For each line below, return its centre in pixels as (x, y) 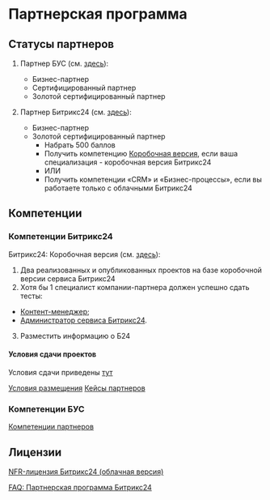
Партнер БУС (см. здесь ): (64, 63)
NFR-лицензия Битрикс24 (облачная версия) (86, 472)
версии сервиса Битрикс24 (67, 278)
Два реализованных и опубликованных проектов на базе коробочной (141, 270)
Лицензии (35, 452)
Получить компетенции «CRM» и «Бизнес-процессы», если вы (153, 179)
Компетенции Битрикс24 (61, 237)
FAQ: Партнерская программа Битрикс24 (80, 487)
